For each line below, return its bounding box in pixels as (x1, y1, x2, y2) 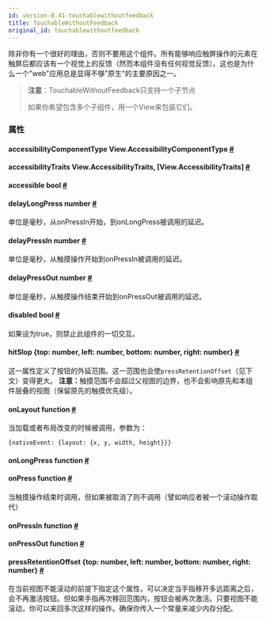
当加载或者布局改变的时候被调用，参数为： (8, 423, 147, 432)
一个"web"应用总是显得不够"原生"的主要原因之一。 (14, 69, 180, 78)
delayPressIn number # (8, 235, 87, 245)
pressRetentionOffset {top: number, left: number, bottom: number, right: (8, 557, 251, 566)
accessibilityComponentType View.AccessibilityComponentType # (8, 144, 234, 154)
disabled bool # (8, 310, 60, 320)
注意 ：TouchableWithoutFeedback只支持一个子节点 (27, 86, 196, 95)
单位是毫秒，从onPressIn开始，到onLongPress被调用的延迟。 (8, 217, 209, 226)
